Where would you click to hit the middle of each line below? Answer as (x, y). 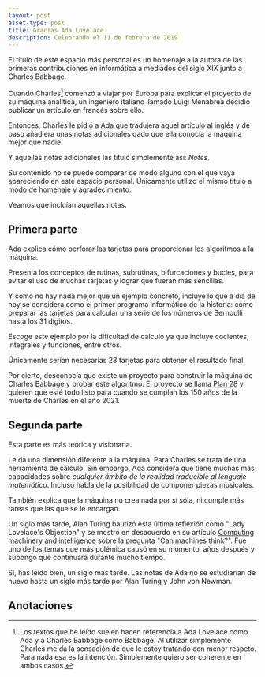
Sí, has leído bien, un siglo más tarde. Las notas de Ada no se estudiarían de (132, 572)
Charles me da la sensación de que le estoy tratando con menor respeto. (138, 649)
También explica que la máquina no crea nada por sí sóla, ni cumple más (126, 500)
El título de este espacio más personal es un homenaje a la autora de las (125, 60)
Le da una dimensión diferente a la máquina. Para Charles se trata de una (127, 459)
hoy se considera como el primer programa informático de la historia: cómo (131, 304)
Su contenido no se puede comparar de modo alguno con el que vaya (121, 172)
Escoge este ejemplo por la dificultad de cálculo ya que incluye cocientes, (129, 336)
